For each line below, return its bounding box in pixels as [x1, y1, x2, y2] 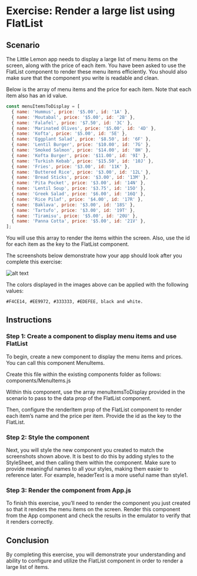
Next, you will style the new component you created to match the [6, 447, 164, 454]
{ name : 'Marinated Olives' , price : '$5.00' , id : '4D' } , [11, 125, 157, 131]
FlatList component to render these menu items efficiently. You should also [6, 68, 188, 75]
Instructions [6, 315, 52, 325]
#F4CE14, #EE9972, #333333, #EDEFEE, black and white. [6, 299, 143, 305]
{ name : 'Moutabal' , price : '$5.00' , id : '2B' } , [11, 114, 135, 120]
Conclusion [6, 535, 49, 545]
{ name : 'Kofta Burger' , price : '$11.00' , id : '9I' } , [11, 152, 149, 158]
